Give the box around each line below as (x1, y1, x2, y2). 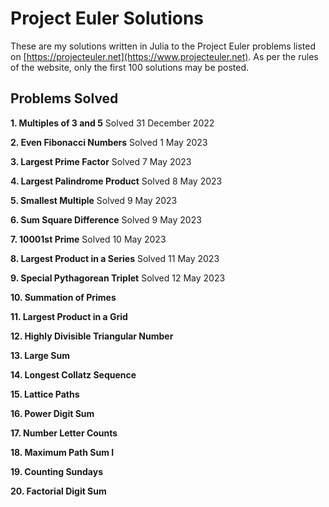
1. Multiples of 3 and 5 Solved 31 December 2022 (10, 117, 215, 129)
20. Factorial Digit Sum (10, 485, 107, 497)
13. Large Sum (10, 349, 70, 361)
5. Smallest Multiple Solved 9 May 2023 (10, 194, 178, 206)
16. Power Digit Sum (10, 407, 95, 419)
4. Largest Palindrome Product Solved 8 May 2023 (10, 175, 223, 187)
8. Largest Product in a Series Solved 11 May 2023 (10, 252, 220, 264)
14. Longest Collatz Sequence (10, 368, 137, 381)
